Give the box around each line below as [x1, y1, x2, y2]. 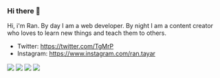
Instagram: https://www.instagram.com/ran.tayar [16, 49, 156, 57]
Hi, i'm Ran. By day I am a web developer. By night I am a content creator [7, 22, 214, 30]
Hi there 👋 [7, 6, 41, 16]
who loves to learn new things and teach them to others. [7, 29, 167, 37]
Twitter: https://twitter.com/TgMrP [16, 42, 114, 51]
